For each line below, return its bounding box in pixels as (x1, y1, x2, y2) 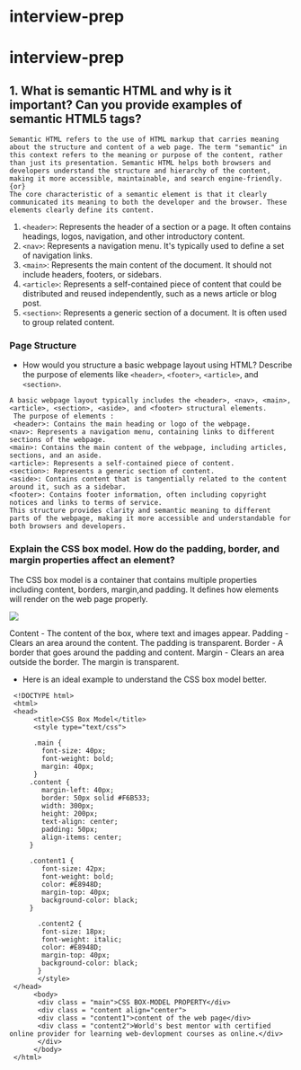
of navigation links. (22, 250, 93, 261)
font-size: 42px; (41, 864, 106, 873)
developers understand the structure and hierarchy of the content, (9, 166, 271, 176)
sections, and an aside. (9, 451, 102, 460)
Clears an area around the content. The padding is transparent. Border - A (9, 637, 284, 648)
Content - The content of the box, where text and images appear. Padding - (9, 627, 289, 639)
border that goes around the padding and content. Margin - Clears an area (9, 647, 285, 658)
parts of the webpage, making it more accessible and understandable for (9, 514, 292, 523)
